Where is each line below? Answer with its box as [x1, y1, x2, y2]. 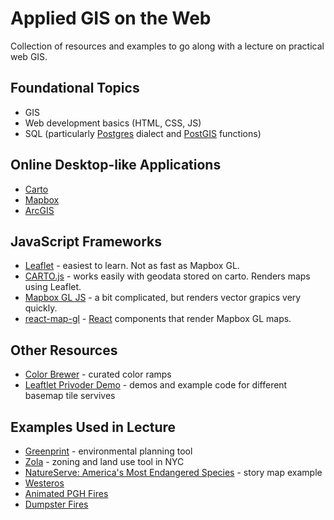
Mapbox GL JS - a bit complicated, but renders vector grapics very [24, 292, 302, 304]
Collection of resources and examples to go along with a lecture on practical [10, 40, 325, 52]
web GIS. [10, 50, 48, 62]
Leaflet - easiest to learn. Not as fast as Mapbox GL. [24, 260, 240, 272]
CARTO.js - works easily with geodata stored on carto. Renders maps [24, 270, 311, 282]
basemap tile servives [24, 390, 116, 402]
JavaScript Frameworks [10, 233, 163, 250]
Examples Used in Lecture [10, 418, 177, 436]
